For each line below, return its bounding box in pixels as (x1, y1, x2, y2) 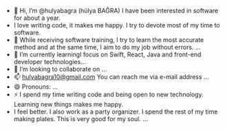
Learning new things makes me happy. (13, 100, 124, 108)
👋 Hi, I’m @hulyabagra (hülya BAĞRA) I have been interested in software (13, 7, 219, 14)
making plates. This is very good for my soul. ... (13, 115, 149, 123)
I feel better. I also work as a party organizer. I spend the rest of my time (13, 107, 218, 116)
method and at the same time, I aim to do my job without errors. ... (13, 43, 201, 51)
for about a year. (13, 14, 61, 22)
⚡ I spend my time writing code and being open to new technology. (13, 90, 204, 98)
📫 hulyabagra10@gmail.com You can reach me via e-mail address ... (13, 73, 209, 80)
